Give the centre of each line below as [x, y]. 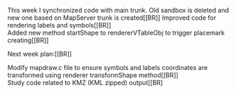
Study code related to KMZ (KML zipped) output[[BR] [85, 83]
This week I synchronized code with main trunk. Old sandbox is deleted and [118, 10]
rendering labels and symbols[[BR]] [59, 25]
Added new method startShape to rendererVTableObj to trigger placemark [116, 33]
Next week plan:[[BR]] [40, 54]
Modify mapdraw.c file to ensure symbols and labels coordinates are [108, 67]
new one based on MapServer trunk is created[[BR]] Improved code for [112, 18]
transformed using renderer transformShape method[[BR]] [93, 75]
